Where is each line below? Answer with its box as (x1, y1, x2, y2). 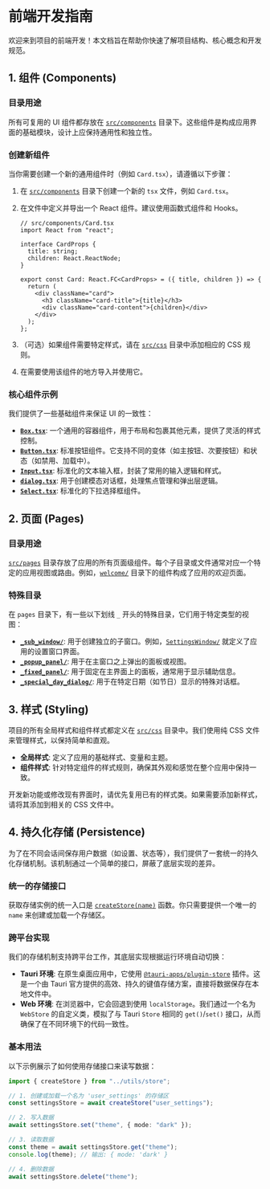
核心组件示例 (8, 389, 59, 400)
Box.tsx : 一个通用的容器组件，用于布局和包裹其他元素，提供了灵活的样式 (19, 426, 261, 435)
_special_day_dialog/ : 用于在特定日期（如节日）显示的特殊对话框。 (19, 676, 244, 687)
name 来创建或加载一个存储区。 (8, 910, 110, 920)
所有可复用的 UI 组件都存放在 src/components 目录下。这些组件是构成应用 (8, 117, 251, 127)
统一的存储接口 (8, 881, 67, 892)
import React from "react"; (19, 226, 114, 234)
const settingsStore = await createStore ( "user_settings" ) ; (8, 1099, 215, 1107)
